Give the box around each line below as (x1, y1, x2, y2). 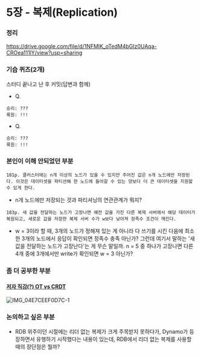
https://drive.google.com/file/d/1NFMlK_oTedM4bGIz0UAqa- (6, 43, 157, 50)
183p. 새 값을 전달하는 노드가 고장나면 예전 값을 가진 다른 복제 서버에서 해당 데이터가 (6, 209, 196, 216)
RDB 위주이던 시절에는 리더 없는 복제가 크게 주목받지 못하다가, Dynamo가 (14, 328, 188, 335)
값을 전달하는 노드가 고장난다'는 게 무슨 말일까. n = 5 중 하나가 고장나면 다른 (14, 243, 194, 250)
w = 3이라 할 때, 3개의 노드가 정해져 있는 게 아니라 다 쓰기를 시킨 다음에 (14, 228, 183, 235)
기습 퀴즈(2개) (6, 65, 45, 74)
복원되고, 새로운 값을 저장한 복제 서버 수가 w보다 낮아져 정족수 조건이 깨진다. (6, 216, 177, 222)
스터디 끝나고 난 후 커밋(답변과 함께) (6, 80, 91, 88)
